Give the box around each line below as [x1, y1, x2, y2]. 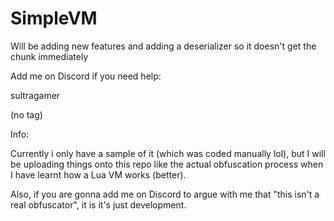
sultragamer [10, 89, 61, 101]
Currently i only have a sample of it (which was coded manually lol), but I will [10, 147, 326, 159]
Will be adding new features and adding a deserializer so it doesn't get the [10, 40, 317, 52]
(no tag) [10, 108, 43, 121]
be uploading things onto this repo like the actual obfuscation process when [10, 158, 324, 170]
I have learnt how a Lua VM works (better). [10, 168, 187, 181]
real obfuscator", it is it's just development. [10, 198, 187, 211]
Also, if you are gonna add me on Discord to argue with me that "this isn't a [10, 188, 320, 200]
